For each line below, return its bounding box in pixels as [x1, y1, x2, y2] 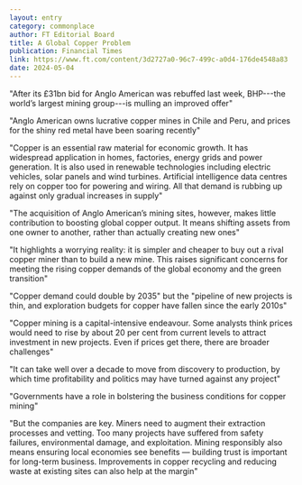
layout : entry [9, 13, 63, 23]
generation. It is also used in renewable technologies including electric [9, 161, 271, 172]
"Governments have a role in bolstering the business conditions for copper [9, 390, 287, 401]
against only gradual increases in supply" [9, 190, 163, 201]
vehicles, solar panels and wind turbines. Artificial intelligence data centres [9, 170, 288, 181]
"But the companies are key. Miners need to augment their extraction [9, 417, 266, 428]
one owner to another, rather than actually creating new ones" [9, 226, 241, 237]
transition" [9, 272, 48, 284]
